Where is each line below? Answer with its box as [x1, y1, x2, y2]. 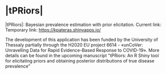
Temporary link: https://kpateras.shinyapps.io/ [5, 26, 101, 32]
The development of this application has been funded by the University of [5, 36, 158, 42]
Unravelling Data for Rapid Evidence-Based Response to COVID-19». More [5, 47, 159, 53]
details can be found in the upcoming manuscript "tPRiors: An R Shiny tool [5, 52, 159, 58]
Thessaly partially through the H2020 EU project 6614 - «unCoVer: [5, 41, 143, 47]
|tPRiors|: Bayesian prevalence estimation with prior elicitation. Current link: [5, 21, 162, 27]
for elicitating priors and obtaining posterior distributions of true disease [5, 57, 155, 63]
